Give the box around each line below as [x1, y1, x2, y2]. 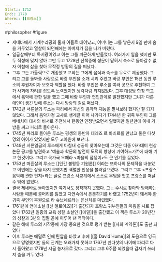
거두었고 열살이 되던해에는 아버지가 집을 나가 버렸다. [17, 46, 116, 51]
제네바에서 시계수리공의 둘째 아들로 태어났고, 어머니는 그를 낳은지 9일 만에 [12, 39, 152, 45]
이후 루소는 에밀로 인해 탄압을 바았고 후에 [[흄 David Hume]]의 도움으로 [12, 233, 147, 239]
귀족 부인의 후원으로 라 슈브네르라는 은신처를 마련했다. [12, 197, 115, 203]
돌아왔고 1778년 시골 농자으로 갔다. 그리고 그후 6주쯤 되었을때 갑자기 [17, 246, 147, 251]
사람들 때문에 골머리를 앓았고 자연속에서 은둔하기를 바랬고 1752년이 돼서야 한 [12, 191, 157, 197]
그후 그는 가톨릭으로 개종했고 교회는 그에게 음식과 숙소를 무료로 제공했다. [12, 70, 149, 76]
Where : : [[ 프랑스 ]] [5, 16, 41, 21]
